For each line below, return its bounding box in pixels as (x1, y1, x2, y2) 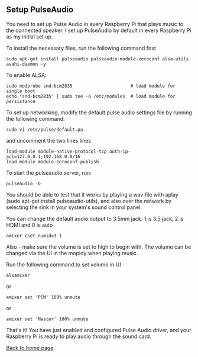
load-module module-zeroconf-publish (6, 159, 99, 165)
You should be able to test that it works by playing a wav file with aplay (6, 191, 178, 198)
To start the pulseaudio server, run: (6, 169, 92, 176)
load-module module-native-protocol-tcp (6, 148, 108, 155)
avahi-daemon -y (6, 61, 46, 67)
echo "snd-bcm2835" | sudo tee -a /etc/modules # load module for (6, 93, 176, 99)
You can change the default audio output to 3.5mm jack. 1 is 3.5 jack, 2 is (6, 215, 184, 222)
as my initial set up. (6, 33, 53, 40)
